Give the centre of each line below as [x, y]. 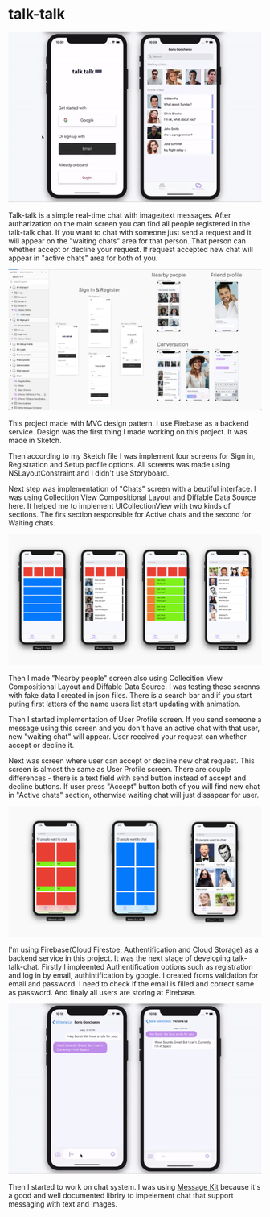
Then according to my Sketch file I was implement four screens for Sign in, [132, 456]
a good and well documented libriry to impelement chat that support [121, 1195]
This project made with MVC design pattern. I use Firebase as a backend [129, 423]
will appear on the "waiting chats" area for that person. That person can [127, 241]
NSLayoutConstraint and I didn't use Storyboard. [89, 473]
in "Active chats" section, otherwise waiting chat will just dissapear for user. [134, 795]
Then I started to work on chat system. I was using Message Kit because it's [135, 1186]
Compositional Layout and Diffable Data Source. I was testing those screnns [134, 687]
